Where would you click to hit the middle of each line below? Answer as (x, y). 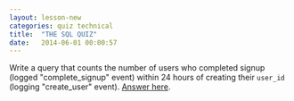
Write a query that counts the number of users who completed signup (137, 68)
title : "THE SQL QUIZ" (53, 34)
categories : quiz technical (61, 26)
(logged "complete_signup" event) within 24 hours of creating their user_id (147, 78)
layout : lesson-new (45, 17)
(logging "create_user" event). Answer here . (90, 87)
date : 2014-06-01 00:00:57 (63, 42)
